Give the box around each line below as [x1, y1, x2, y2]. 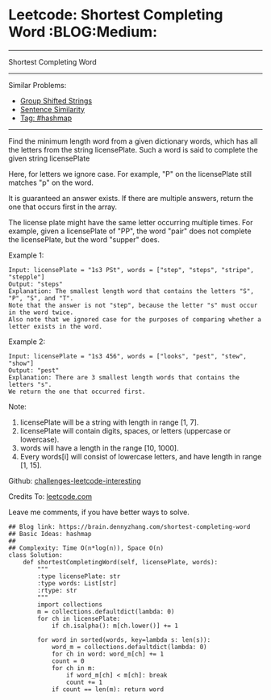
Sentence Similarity [19, 104, 85, 114]
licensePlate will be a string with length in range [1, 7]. [19, 417, 199, 427]
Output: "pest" [8, 366, 60, 375]
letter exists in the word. [8, 322, 103, 330]
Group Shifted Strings [19, 95, 93, 106]
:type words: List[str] [37, 579, 117, 587]
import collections [37, 600, 103, 609]
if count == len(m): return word [51, 685, 164, 694]
